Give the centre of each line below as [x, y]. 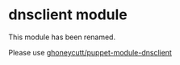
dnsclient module [68, 15]
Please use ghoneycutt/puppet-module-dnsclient [90, 52]
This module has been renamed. [62, 37]
